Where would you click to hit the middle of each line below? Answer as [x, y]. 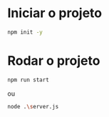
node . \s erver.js [33, 106]
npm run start [28, 80]
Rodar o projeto [54, 61]
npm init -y [25, 32]
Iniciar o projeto [54, 13]
